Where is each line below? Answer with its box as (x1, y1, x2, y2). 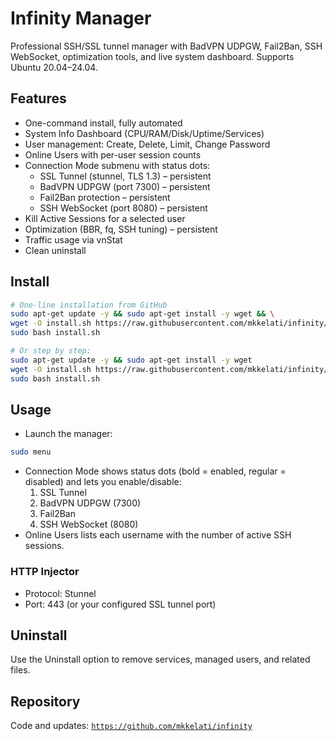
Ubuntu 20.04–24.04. (10, 61, 98, 73)
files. (10, 664, 31, 676)
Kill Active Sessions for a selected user (24, 212, 186, 224)
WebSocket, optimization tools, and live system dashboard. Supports (10, 50, 295, 62)
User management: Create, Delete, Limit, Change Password (24, 138, 271, 150)
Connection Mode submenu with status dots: (24, 159, 211, 171)
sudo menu (10, 447, 52, 457)
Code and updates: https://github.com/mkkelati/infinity (10, 720, 253, 732)
